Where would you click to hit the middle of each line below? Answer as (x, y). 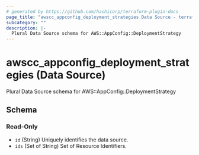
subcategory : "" (26, 22)
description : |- (26, 28)
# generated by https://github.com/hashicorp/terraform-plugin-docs (92, 11)
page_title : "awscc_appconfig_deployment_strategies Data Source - (91, 17)
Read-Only (22, 127)
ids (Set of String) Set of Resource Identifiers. (71, 146)
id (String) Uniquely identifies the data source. (71, 140)
